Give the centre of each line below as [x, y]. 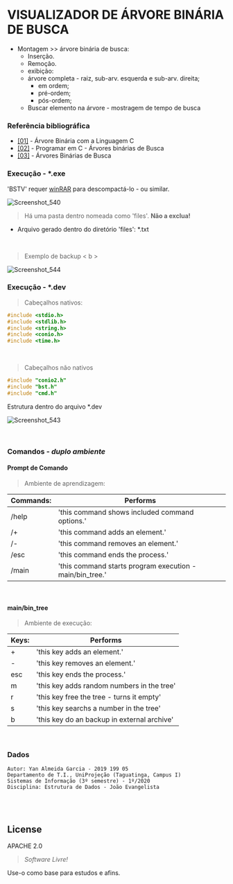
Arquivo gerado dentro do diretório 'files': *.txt [83, 229]
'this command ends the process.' [113, 554]
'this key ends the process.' [81, 674]
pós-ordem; [55, 100]
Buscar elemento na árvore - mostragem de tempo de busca [114, 108]
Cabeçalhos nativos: [53, 303]
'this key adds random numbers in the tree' [106, 686]
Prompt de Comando [37, 468]
